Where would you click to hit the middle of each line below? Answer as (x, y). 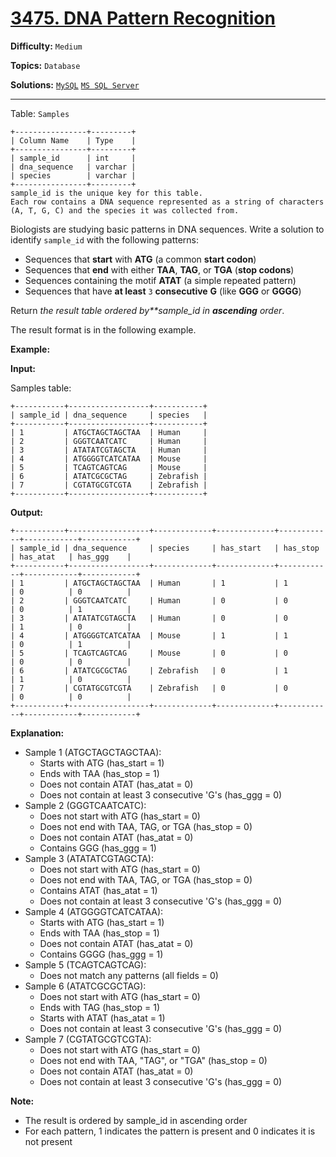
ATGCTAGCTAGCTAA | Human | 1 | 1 (180, 583)
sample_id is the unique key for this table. (106, 193)
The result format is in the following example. (103, 329)
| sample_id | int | (73, 158)
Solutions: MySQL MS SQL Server (75, 84)
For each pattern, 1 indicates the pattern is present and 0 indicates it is (170, 1131)
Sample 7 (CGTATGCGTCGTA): (88, 1039)
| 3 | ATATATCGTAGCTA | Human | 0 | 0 (149, 618)
